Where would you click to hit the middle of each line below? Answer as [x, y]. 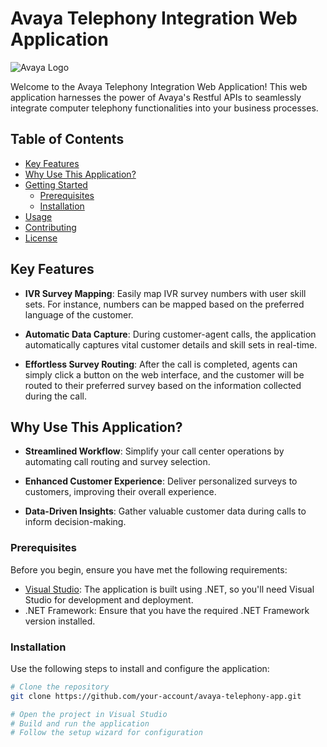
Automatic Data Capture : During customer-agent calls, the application [170, 334]
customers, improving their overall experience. [120, 492]
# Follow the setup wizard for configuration [106, 733]
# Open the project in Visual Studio [89, 714]
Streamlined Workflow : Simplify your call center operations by [154, 451]
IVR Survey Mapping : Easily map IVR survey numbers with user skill [165, 293]
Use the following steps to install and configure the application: [140, 668]
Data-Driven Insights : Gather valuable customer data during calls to [165, 511]
